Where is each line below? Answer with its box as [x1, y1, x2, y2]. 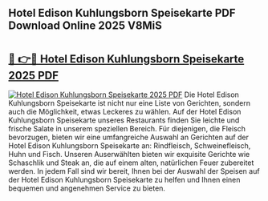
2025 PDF [8, 68, 59, 82]
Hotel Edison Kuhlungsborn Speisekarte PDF [8, 6, 236, 20]
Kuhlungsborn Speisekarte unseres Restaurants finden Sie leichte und [8, 115, 240, 125]
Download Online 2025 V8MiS [8, 19, 163, 33]
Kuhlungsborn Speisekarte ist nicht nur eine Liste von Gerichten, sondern [8, 98, 251, 107]
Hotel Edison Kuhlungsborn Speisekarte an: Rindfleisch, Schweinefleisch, [8, 141, 251, 151]
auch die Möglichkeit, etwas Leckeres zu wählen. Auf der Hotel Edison [8, 107, 242, 116]
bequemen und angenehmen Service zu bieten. [8, 183, 166, 193]
